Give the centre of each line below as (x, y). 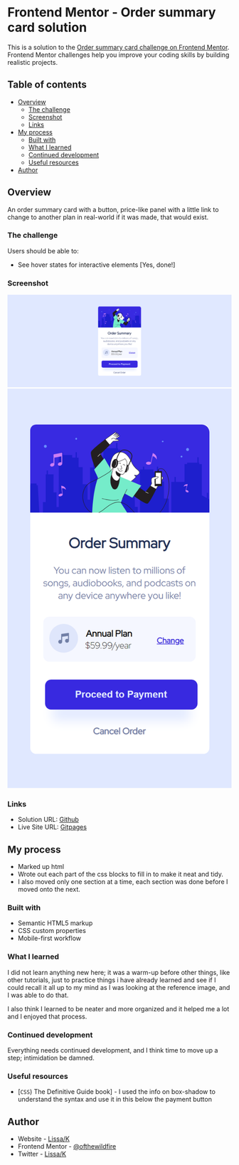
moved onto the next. (49, 889)
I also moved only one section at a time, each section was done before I (123, 882)
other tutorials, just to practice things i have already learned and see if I (112, 980)
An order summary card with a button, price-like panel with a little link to (113, 209)
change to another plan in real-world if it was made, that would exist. (108, 217)
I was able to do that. (38, 995)
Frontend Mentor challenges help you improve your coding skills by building (118, 55)
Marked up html (41, 866)
